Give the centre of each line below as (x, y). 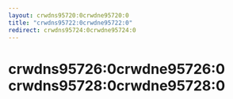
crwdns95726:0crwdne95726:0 (117, 69)
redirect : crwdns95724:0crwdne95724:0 (72, 30)
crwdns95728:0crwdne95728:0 (117, 85)
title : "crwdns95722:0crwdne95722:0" (71, 23)
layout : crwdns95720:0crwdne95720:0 (69, 15)
